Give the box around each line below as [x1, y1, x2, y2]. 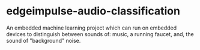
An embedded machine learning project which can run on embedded [6, 24, 177, 31]
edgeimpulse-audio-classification [6, 4, 180, 18]
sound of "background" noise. [6, 37, 81, 44]
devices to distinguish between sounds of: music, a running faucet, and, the [6, 30, 194, 37]
